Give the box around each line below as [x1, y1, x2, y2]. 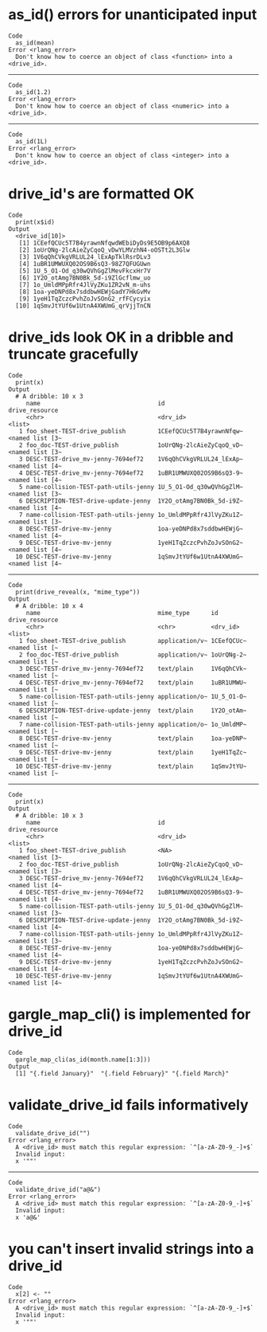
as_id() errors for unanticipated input [8, 6, 257, 24]
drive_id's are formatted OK [8, 185, 195, 203]
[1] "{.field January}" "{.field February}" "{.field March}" [15, 1069, 229, 1077]
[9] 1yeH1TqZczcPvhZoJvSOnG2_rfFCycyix [18, 295, 151, 303]
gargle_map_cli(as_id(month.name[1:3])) [15, 1056, 151, 1064]
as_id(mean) [15, 38, 56, 47]
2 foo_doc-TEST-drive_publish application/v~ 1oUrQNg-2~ [18, 651, 247, 659]
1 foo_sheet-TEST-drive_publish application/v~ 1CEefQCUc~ [18, 637, 247, 644]
